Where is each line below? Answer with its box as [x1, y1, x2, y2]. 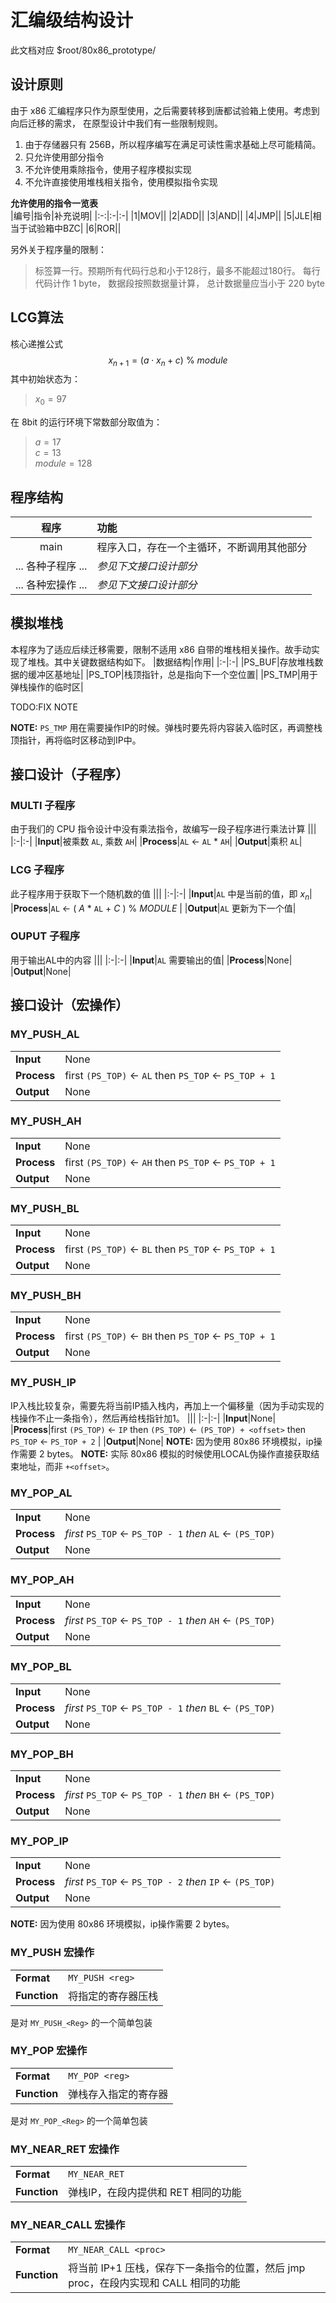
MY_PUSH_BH [10, 1289, 82, 1303]
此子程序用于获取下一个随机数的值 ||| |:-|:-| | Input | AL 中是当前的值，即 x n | [10, 887, 313, 902]
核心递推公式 [10, 337, 63, 350]
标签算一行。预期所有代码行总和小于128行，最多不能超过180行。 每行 [34, 264, 321, 276]
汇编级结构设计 [10, 9, 134, 32]
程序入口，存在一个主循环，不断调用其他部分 [96, 540, 308, 554]
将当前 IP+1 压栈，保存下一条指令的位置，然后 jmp [68, 2261, 306, 2275]
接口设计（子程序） [10, 766, 129, 783]
